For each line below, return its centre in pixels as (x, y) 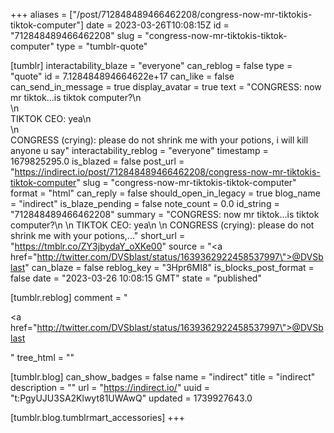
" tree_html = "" (42, 357)
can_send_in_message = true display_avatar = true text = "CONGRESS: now (166, 87)
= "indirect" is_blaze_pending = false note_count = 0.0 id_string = (145, 203)
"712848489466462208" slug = (76, 35)
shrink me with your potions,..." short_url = (98, 235)
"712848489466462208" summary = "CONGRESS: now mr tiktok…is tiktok (165, 214)
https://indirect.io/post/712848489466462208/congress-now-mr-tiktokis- (167, 172)
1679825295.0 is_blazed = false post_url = (97, 161)
